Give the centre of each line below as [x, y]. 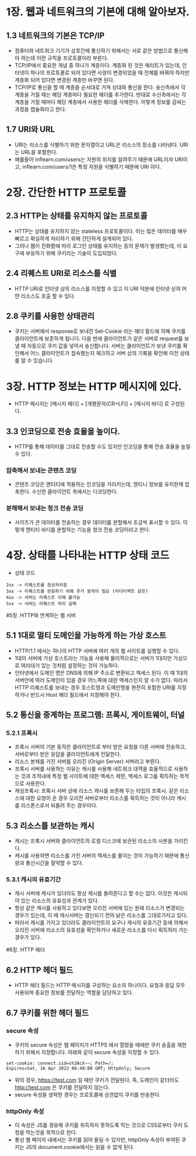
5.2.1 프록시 [22, 733]
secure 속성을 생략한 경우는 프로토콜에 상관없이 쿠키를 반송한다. [87, 1094]
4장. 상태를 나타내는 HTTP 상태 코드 [88, 555]
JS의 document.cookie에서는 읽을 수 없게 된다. [80, 1147]
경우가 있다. [28, 937]
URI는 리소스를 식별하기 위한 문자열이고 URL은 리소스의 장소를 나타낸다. [96, 145]
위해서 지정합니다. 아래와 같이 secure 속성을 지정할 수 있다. [93, 1052]
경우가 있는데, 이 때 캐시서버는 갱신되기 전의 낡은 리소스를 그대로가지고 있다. [101, 915]
